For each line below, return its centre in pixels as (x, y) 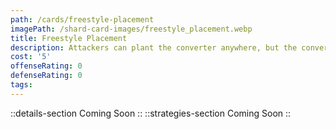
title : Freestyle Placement (69, 38)
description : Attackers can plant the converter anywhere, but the (154, 47)
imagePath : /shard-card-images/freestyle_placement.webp (131, 29)
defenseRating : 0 (46, 76)
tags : (21, 85)
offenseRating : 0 (46, 66)
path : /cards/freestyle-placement (82, 19)
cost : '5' (31, 57)
